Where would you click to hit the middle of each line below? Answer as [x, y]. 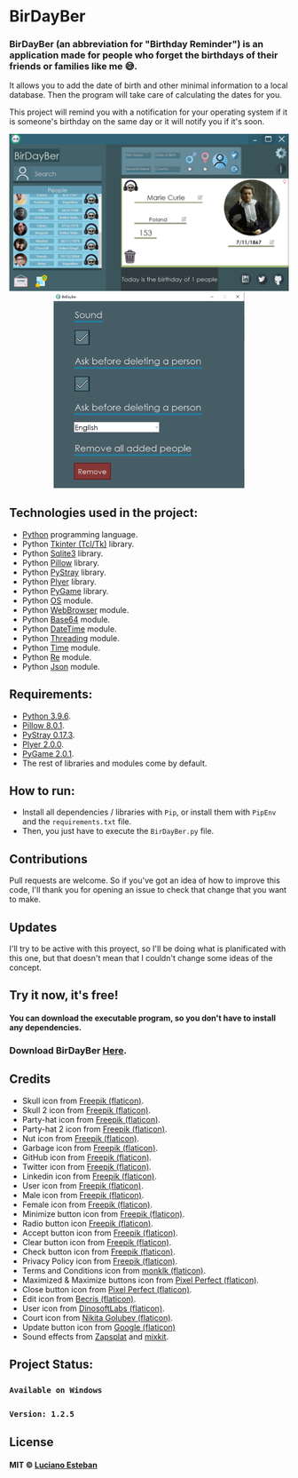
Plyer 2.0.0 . [43, 744]
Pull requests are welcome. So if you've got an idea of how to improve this [145, 880]
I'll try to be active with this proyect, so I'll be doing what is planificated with [148, 949]
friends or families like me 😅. [73, 67]
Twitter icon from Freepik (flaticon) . [87, 1166]
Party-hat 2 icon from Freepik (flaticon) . [94, 1129]
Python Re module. [57, 657]
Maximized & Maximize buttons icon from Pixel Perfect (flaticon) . [141, 1280]
